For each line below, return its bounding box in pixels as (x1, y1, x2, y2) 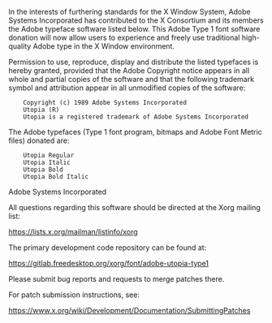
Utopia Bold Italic (23, 173, 89, 181)
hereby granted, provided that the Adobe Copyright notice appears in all (8, 66, 250, 75)
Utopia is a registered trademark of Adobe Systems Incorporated (23, 113, 249, 121)
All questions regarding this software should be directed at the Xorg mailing (8, 203, 261, 212)
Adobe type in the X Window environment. (32, 41, 175, 51)
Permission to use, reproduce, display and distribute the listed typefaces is (8, 57, 259, 67)
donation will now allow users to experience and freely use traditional (8, 32, 240, 42)
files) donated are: (8, 136, 70, 145)
